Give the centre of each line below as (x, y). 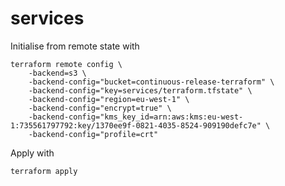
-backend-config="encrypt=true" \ (100, 108)
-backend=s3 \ (57, 73)
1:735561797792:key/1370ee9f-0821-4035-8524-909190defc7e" (136, 125)
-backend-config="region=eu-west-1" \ (109, 99)
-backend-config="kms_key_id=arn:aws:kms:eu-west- (136, 117)
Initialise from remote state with (75, 46)
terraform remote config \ (66, 64)
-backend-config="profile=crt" (93, 134)
